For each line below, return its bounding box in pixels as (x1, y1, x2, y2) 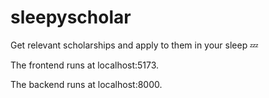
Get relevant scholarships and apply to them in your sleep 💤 (10, 39, 259, 51)
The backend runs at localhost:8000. (10, 78, 163, 90)
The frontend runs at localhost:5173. (10, 59, 160, 71)
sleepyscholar (10, 6, 132, 29)
